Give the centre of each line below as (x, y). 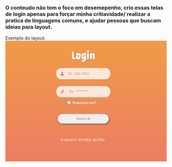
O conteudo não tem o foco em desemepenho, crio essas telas (84, 8)
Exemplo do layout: (26, 38)
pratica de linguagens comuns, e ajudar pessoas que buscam (83, 21)
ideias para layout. (29, 27)
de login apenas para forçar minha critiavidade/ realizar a (78, 14)
